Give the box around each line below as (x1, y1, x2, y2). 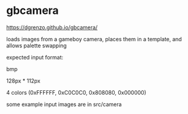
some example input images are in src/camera (6, 101, 123, 108)
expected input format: (6, 53, 64, 61)
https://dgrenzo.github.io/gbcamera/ (6, 24, 98, 31)
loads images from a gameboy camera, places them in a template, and (6, 35, 182, 42)
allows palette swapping (6, 42, 67, 49)
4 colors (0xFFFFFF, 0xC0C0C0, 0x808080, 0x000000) (6, 89, 147, 96)
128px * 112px (6, 77, 41, 84)
